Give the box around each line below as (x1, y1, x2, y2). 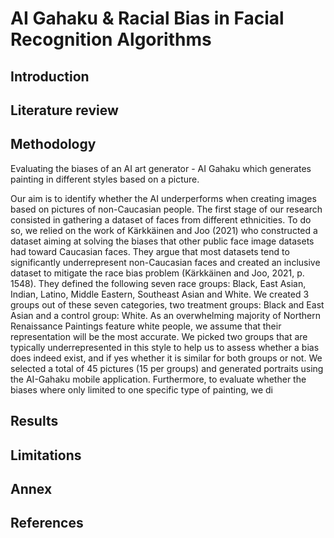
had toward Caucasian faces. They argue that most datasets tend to (10, 245, 290, 257)
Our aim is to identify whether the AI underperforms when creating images (10, 192, 317, 204)
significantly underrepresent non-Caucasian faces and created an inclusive (10, 256, 321, 268)
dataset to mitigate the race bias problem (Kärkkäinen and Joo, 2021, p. (10, 267, 305, 279)
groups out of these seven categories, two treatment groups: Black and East (10, 298, 325, 311)
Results (10, 413, 59, 430)
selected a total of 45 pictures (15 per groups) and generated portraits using (10, 362, 324, 374)
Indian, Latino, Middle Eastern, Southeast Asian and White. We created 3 (10, 288, 310, 300)
